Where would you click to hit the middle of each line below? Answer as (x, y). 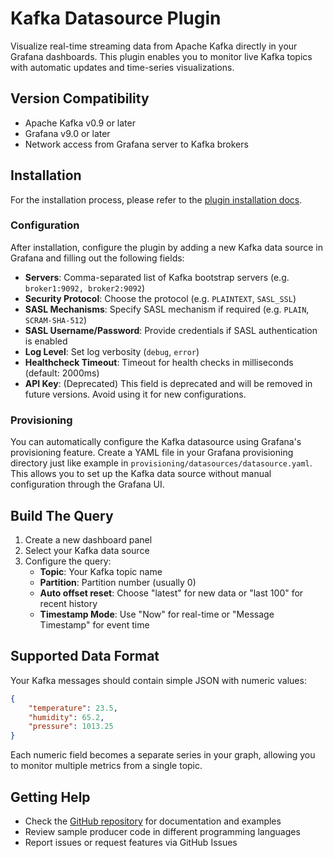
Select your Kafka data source (87, 550)
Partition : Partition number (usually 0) (118, 582)
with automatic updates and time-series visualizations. (122, 67)
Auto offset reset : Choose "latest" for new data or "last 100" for (171, 593)
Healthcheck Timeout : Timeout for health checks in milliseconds (159, 362)
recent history (68, 603)
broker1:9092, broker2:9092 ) (85, 288)
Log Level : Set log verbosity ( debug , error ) (112, 351)
